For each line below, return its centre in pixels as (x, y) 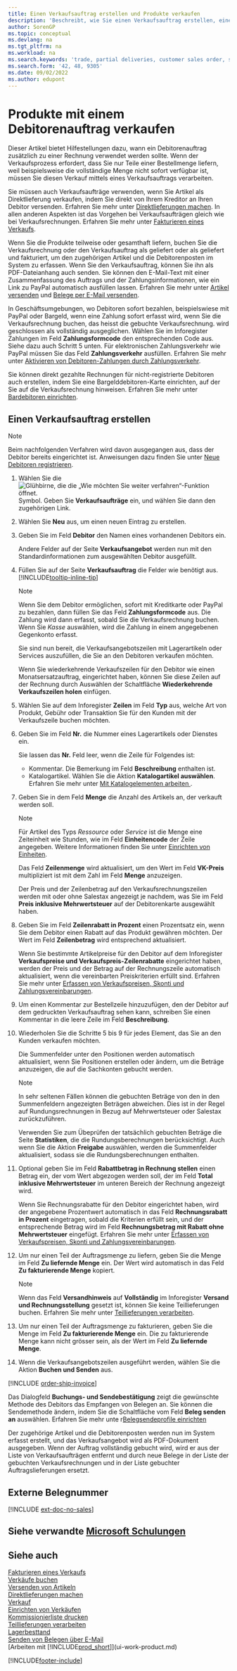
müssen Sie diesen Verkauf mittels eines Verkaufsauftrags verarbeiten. (111, 178)
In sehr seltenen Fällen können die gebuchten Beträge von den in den (119, 1097)
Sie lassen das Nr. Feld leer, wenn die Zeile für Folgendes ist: (107, 755)
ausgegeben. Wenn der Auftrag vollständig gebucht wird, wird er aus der (114, 1448)
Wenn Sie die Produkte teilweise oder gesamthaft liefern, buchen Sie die (113, 243)
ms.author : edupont (37, 79)
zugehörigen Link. (44, 508)
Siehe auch (33, 1555)
